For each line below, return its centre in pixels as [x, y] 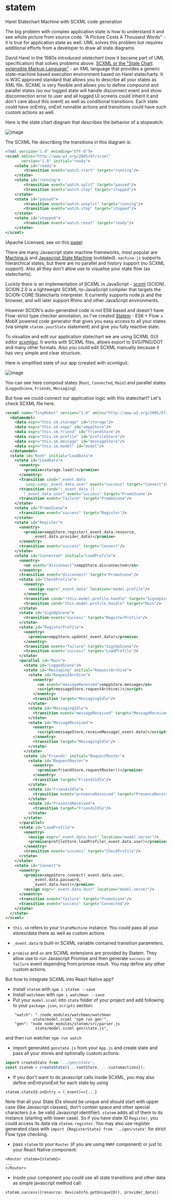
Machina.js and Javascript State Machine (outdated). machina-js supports [83, 257]
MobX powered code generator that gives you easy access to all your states [86, 321]
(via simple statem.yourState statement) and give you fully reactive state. [83, 327]
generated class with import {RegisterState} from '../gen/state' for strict [86, 1129]
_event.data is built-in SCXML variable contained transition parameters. [88, 943]
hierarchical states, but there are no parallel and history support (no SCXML [85, 263]
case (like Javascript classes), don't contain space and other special [78, 1107]
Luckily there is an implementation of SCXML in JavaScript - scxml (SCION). [85, 284]
